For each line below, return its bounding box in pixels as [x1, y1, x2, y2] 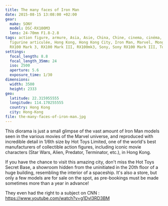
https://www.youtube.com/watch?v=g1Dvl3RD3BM [5, 195, 110, 201]
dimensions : [5, 77, 30, 82]
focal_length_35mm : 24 [9, 58, 57, 63]
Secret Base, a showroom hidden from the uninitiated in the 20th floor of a [5, 164, 158, 170]
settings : [5, 49, 26, 54]
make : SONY [9, 21, 32, 26]
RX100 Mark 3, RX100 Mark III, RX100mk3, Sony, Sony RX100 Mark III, [9, 44, 157, 49]
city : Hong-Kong [9, 109, 43, 115]
